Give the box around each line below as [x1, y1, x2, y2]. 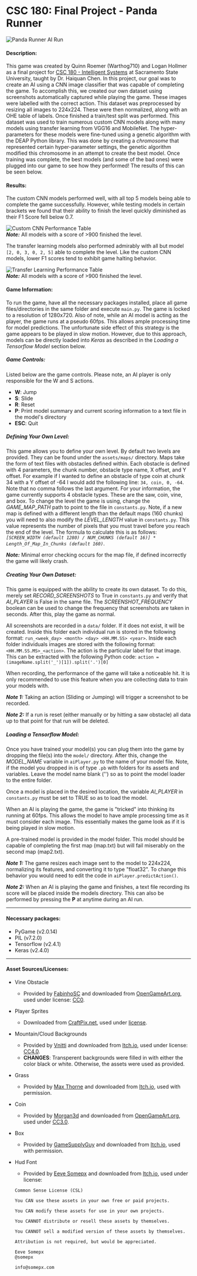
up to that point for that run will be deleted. [6, 717, 110, 725]
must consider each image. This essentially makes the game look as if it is [6, 818, 185, 825]
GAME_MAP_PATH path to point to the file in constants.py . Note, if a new [6, 504, 182, 511]
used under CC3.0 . [23, 1118, 69, 1125]
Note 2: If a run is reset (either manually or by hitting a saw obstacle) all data [6, 711, 191, 718]
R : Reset [14, 401, 35, 408]
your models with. [6, 682, 50, 690]
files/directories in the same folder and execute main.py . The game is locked [6, 305, 191, 312]
